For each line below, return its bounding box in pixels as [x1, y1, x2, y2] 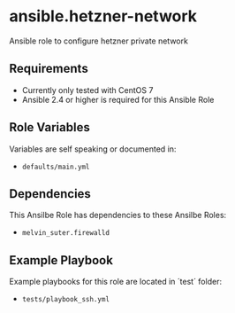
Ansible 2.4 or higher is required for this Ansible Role [21, 94, 215, 105]
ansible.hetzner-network [9, 6, 197, 27]
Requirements [9, 61, 88, 76]
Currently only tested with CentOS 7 [21, 84, 154, 95]
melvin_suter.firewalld [21, 229, 110, 238]
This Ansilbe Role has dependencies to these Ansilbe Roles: [9, 210, 227, 221]
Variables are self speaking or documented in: [9, 144, 177, 154]
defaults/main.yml [21, 162, 90, 171]
